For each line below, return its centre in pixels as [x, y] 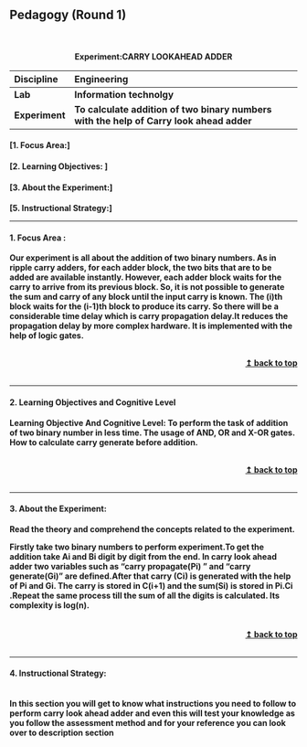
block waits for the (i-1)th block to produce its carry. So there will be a [144, 306]
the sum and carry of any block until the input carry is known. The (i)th [146, 297]
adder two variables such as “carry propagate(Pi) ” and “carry [130, 566]
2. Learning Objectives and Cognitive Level [93, 402]
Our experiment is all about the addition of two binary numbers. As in [143, 258]
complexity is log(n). [49, 605]
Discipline [36, 79]
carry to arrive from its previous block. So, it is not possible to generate [147, 287]
